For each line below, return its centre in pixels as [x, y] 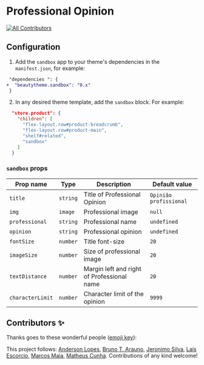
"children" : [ [35, 119]
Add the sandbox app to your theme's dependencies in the [87, 61]
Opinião [161, 195]
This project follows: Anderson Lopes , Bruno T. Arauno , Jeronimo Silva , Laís [101, 349]
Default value [172, 184]
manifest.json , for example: [50, 68]
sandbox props [27, 168]
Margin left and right [112, 268]
